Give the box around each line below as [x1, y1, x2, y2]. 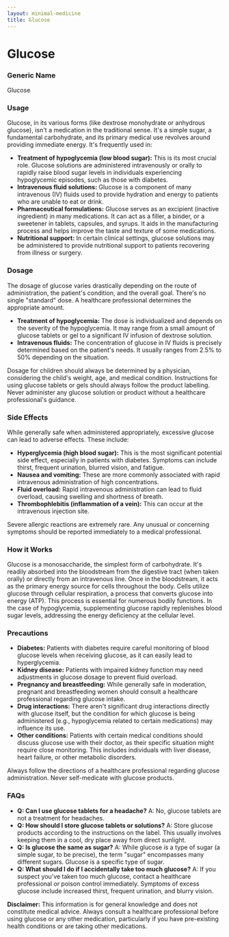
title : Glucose [7, 16, 51, 23]
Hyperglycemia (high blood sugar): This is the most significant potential [16, 449, 222, 457]
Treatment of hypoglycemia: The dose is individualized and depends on [16, 316, 222, 324]
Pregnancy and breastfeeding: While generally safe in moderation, [16, 680, 207, 689]
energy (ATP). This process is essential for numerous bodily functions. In [7, 597, 213, 605]
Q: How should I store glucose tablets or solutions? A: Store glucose [16, 821, 213, 829]
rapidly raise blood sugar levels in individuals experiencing [16, 169, 183, 177]
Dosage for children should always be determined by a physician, [7, 366, 191, 375]
